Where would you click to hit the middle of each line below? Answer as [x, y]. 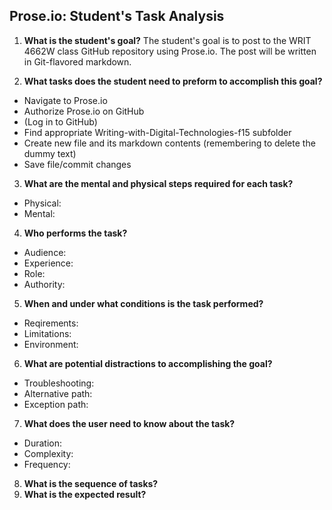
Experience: [48, 263]
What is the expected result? [85, 494]
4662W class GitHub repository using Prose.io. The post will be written [170, 51]
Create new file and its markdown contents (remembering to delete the [169, 143]
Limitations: [47, 333]
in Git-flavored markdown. [77, 61]
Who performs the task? [75, 233]
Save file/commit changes [77, 164]
